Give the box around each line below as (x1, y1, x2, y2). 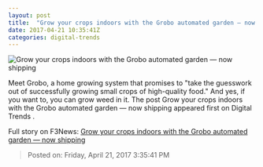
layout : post (8, 11, 51, 20)
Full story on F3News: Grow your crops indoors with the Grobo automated (8, 127, 248, 136)
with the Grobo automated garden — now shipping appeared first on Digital (8, 103, 252, 113)
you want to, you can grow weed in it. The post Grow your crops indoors (8, 95, 243, 104)
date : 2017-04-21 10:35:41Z (8, 26, 101, 34)
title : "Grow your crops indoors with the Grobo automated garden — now (8, 19, 256, 27)
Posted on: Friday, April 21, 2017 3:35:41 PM (27, 151, 170, 160)
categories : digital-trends (8, 33, 101, 42)
